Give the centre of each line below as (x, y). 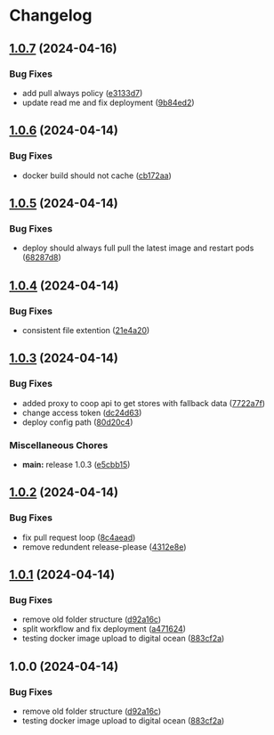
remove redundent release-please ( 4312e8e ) (104, 547)
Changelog (51, 16)
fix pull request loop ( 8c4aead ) (79, 537)
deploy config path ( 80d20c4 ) (77, 422)
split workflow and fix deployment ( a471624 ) (104, 629)
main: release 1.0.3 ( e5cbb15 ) (76, 464)
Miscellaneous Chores (59, 445)
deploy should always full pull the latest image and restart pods (138, 248)
